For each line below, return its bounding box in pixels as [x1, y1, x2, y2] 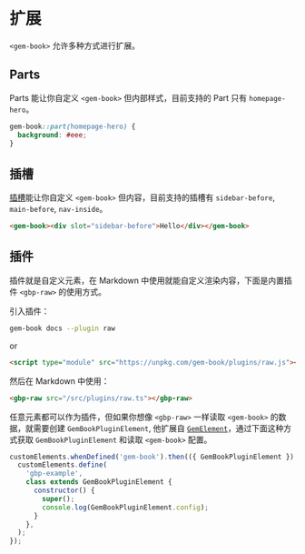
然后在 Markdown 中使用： [9, 375, 110, 387]
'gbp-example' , [25, 469, 84, 478]
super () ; [42, 494, 75, 503]
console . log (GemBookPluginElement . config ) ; [42, 502, 209, 512]
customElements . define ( [17, 460, 107, 469]
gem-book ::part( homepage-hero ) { [9, 122, 136, 131]
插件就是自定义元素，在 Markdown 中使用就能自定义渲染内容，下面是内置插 [9, 275, 292, 286]
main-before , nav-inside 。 [9, 204, 108, 215]
